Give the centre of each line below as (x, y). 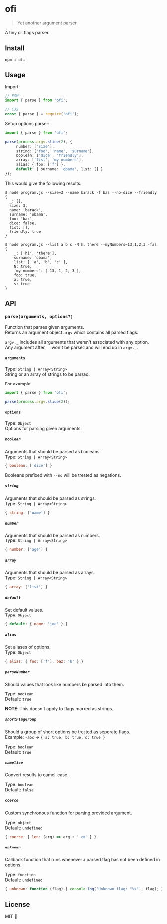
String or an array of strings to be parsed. (48, 374)
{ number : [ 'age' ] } (27, 550)
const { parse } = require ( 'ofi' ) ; (42, 114)
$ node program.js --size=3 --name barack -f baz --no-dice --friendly (81, 192)
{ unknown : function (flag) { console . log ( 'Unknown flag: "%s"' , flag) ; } (84, 889)
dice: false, (23, 223)
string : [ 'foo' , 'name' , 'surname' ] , (55, 151)
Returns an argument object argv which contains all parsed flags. (72, 332)
